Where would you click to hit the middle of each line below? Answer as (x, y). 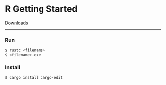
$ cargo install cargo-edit (34, 78)
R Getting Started (41, 9)
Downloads (17, 23)
